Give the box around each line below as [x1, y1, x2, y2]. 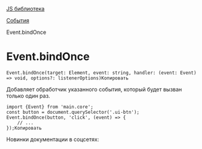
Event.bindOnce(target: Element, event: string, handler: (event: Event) [6, 70, 197, 76]
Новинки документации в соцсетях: [6, 136, 99, 143]
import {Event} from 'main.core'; [6, 104, 94, 110]
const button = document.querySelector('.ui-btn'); [6, 109, 140, 115]
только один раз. [6, 92, 50, 99]
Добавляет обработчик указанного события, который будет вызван [6, 85, 182, 93]
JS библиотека [6, 5, 45, 12]
